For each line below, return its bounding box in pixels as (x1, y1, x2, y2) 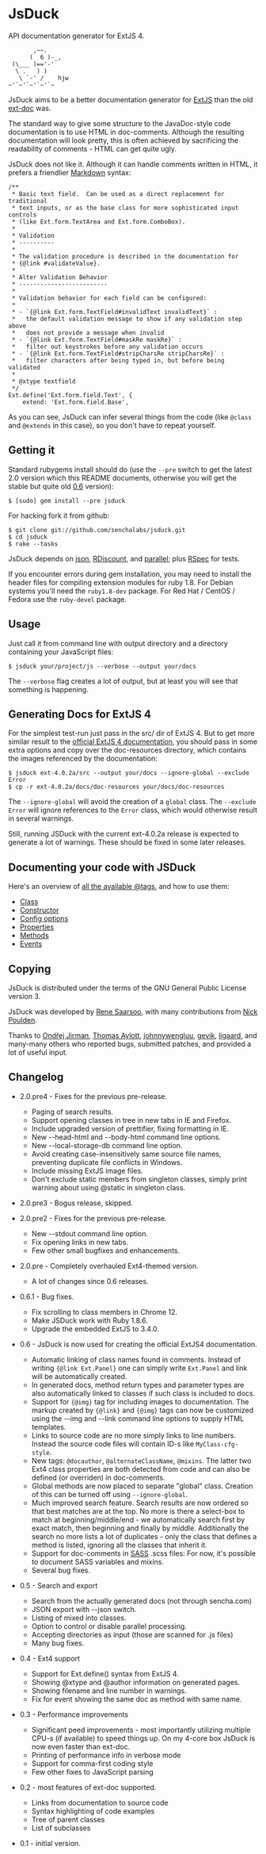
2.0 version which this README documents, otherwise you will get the (8, 473, 237, 482)
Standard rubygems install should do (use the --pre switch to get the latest (8, 465, 253, 474)
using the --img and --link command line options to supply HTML (31, 1413, 245, 1423)
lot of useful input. (8, 1048, 68, 1057)
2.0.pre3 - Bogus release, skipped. (19, 1198, 133, 1208)
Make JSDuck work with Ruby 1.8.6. (31, 1316, 148, 1325)
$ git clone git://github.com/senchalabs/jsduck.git (8, 526, 186, 534)
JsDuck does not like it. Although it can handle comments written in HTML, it (8, 159, 258, 169)
